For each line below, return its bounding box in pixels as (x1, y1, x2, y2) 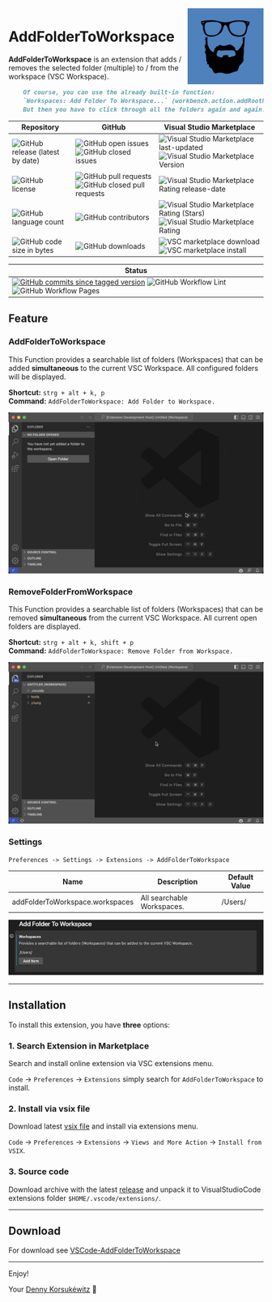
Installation (8, 998, 66, 1012)
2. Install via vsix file (8, 1103, 91, 1114)
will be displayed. (8, 372, 66, 382)
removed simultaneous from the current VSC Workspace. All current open (8, 613, 257, 623)
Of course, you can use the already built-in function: (23, 88, 216, 96)
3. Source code (8, 1166, 70, 1177)
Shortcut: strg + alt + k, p (8, 387, 105, 397)
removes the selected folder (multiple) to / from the (8, 62, 180, 72)
